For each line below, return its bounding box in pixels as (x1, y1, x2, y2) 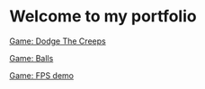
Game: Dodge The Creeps (9, 36, 106, 46)
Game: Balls (9, 53, 54, 63)
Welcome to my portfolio (9, 6, 197, 27)
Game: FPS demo (9, 69, 75, 81)
